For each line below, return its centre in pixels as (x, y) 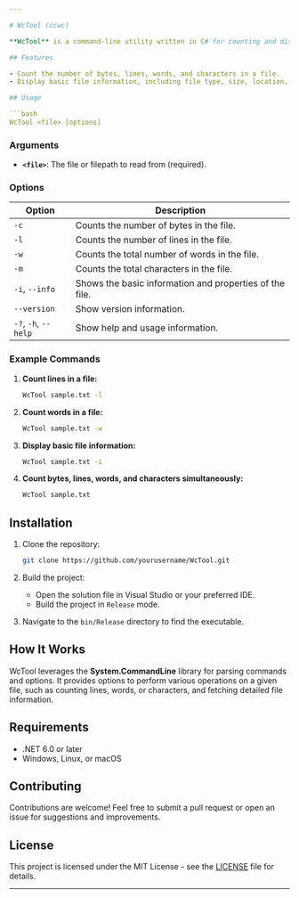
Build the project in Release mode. (97, 604)
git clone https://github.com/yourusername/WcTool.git (126, 561)
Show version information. (130, 309)
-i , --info (35, 289)
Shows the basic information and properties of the (180, 283)
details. (23, 876)
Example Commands (55, 359)
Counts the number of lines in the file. (154, 240)
